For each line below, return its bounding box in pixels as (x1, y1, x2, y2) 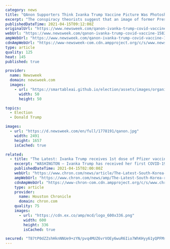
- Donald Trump (10, 115, 42, 120)
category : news (5, 7, 37, 13)
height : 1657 (14, 138, 42, 143)
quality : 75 (14, 204, 39, 209)
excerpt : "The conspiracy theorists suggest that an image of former (5, 17, 155, 22)
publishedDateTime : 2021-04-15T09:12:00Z (5, 21, 94, 27)
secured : (5, 236, 24, 241)
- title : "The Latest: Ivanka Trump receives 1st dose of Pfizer (10, 157, 151, 162)
